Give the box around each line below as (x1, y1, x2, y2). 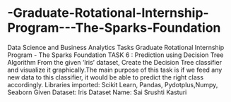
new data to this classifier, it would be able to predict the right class (7, 72, 203, 82)
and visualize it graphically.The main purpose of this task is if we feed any (7, 65, 223, 74)
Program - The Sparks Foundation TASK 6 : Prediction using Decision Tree (7, 51, 224, 59)
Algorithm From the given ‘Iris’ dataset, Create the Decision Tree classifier (7, 58, 223, 66)
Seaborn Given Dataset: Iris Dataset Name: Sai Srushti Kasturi (7, 88, 187, 96)
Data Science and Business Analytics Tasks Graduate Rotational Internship (7, 43, 225, 51)
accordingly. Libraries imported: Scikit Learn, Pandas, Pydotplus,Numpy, (7, 80, 218, 89)
